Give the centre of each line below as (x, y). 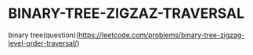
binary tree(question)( (43, 35)
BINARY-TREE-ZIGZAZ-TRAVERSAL (127, 14)
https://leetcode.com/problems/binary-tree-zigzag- (161, 35)
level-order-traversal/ (43, 43)
